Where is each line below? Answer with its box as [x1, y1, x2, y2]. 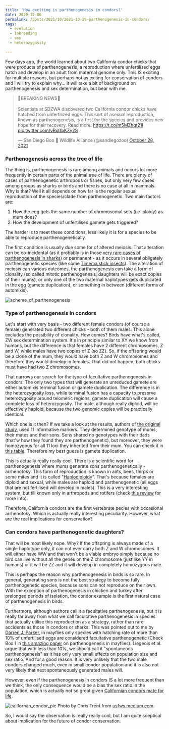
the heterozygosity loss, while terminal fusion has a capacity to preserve [5, 390, 156, 396]
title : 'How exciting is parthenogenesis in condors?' [5, 7, 123, 13]
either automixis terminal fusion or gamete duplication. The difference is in [5, 384, 160, 391]
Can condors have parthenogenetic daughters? [5, 528, 125, 536]
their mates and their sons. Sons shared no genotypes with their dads [5, 432, 150, 438]
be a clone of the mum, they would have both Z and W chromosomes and [5, 353, 158, 359]
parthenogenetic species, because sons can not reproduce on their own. [5, 582, 157, 588]
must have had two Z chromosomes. [5, 364, 81, 370]
